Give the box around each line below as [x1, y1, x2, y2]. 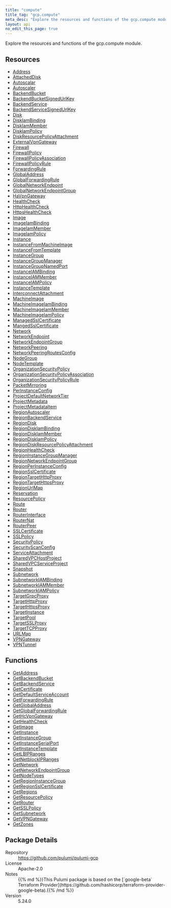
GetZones [12, 821, 34, 827]
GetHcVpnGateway [12, 713, 53, 719]
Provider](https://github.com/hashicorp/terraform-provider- [40, 882, 165, 888]
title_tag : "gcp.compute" [5, 12, 60, 17]
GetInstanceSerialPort [12, 740, 59, 746]
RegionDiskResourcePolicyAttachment [12, 441, 93, 448]
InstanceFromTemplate [12, 247, 61, 253]
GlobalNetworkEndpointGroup [12, 187, 76, 193]
